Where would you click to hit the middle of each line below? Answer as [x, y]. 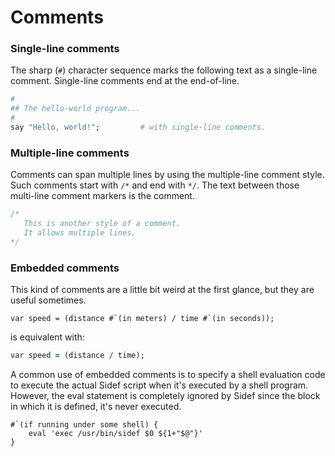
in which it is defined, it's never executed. [96, 406]
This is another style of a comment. [102, 224]
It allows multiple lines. [80, 233]
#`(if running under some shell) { [84, 424]
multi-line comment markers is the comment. [102, 196]
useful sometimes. [48, 300]
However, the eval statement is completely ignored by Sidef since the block [165, 395]
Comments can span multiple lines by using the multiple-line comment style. [167, 175]
